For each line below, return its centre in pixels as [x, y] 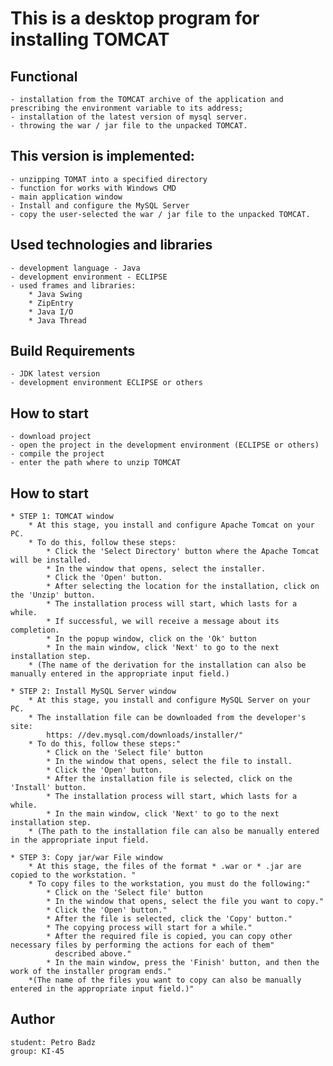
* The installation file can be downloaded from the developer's [167, 718]
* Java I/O [51, 312]
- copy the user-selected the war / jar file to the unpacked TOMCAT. [160, 214]
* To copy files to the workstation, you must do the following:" [169, 884]
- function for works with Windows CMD [93, 188]
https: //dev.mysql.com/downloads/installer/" [145, 735]
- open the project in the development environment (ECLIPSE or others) [165, 445]
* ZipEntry [51, 303]
